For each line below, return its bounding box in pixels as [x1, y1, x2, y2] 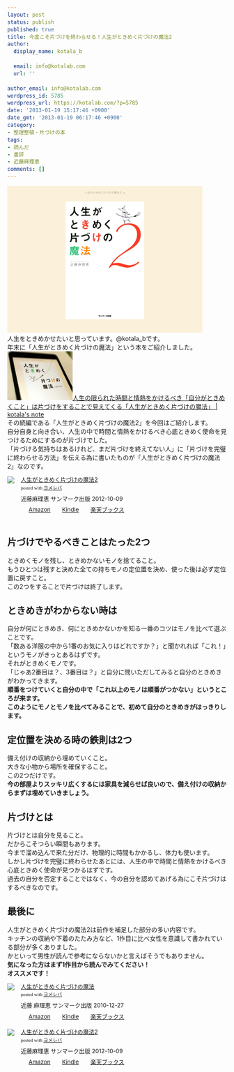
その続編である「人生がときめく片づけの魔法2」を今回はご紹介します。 [7, 418, 212, 427]
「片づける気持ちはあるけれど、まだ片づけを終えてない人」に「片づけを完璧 [7, 445, 226, 453]
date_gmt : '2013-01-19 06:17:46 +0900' [7, 114, 123, 121]
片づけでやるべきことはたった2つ [7, 536, 150, 548]
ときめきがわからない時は [7, 604, 117, 617]
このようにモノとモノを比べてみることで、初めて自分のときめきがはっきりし [7, 703, 226, 711]
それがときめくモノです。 [7, 659, 80, 667]
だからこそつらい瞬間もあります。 [7, 839, 104, 847]
